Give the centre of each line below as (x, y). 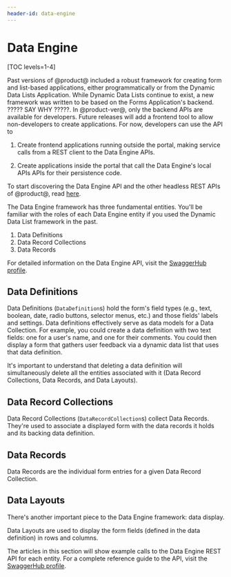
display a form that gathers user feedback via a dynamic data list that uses (113, 345)
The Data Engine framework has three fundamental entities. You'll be (105, 207)
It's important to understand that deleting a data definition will (95, 365)
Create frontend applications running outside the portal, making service (119, 145)
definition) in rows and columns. (53, 538)
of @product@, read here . (44, 193)
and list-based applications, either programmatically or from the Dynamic (111, 88)
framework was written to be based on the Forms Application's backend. (111, 102)
